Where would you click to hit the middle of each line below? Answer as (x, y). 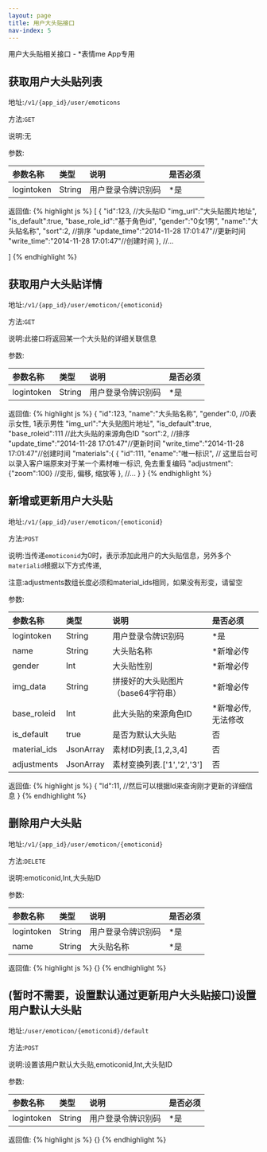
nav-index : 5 (30, 30)
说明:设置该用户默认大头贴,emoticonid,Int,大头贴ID (91, 1064)
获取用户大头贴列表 (55, 82)
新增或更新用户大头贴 (60, 501)
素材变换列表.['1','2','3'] (158, 764)
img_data (29, 686)
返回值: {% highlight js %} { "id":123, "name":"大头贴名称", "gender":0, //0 (129, 414)
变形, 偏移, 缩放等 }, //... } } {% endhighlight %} (135, 473)
